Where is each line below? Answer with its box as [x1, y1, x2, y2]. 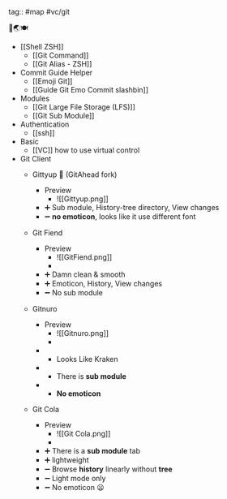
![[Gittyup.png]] [56, 194, 109, 204]
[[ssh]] [32, 128, 55, 137]
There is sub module [56, 372, 127, 381]
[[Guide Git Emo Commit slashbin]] [32, 85, 148, 94]
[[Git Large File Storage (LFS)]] [32, 102, 136, 112]
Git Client [19, 154, 52, 163]
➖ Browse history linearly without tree [44, 464, 173, 474]
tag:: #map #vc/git [8, 7, 71, 16]
